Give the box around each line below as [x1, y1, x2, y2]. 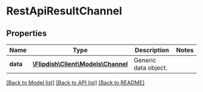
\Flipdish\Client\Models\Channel [32, 60, 128, 68]
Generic [134, 56, 156, 64]
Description [135, 46, 169, 54]
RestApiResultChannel [6, 4, 123, 18]
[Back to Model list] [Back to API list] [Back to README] [6, 79, 145, 86]
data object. [134, 64, 168, 72]
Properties [6, 28, 47, 38]
